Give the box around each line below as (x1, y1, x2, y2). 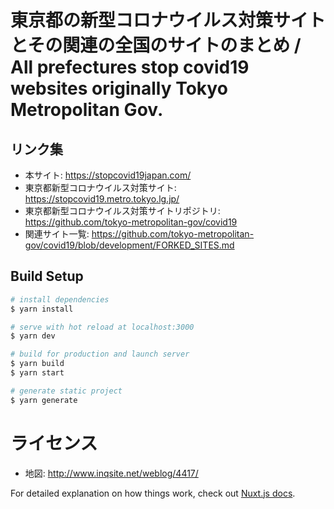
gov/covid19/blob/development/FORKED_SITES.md (24, 239, 235, 251)
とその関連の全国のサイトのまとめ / (10, 34, 302, 57)
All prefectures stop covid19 (10, 56, 250, 79)
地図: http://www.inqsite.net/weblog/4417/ (24, 467, 199, 479)
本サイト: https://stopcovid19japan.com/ (24, 169, 192, 181)
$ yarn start (10, 368, 65, 378)
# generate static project (10, 386, 123, 396)
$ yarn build (10, 359, 65, 369)
